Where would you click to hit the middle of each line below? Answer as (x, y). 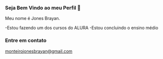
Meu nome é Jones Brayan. (33, 19)
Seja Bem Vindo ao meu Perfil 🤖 (43, 8)
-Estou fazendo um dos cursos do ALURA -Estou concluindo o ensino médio (82, 28)
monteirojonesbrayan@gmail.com (39, 51)
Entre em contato (26, 40)
